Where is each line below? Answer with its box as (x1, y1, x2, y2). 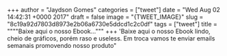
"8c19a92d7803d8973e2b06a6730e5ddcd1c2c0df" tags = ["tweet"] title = (7, 20, 217, 28)
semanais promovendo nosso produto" (7, 42, 117, 49)
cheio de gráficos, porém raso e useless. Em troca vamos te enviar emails (7, 34, 215, 43)
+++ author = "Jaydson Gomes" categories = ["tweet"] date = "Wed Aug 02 (7, 6, 221, 13)
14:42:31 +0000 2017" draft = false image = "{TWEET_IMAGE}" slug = (7, 13, 204, 21)
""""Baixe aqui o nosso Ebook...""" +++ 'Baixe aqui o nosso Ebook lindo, (7, 27, 211, 35)
